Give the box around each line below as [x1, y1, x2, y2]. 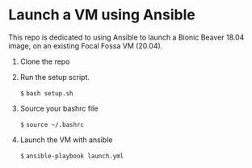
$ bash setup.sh [19, 89, 73, 98]
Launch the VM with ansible [19, 135, 113, 145]
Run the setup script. [19, 72, 90, 82]
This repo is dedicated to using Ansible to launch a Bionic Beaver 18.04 [8, 32, 245, 42]
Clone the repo [19, 57, 70, 66]
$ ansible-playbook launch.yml [19, 152, 124, 160]
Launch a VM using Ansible [8, 6, 195, 24]
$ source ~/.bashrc [19, 120, 85, 128]
